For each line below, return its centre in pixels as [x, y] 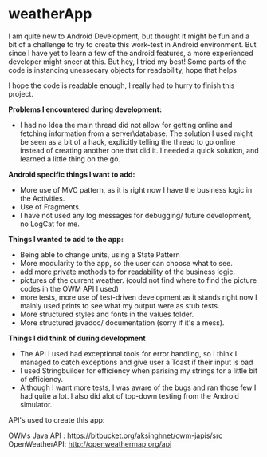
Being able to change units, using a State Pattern [100, 254]
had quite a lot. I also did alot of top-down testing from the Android [129, 395]
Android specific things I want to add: [72, 174]
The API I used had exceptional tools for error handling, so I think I [128, 353]
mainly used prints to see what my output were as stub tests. [120, 305]
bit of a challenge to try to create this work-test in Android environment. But [132, 44]
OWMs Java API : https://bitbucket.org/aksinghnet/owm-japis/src [116, 435]
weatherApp [50, 14]
